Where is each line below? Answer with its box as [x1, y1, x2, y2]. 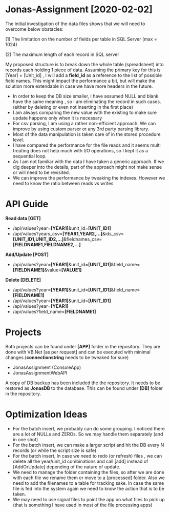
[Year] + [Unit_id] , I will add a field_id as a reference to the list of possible [5, 72, 162, 78]
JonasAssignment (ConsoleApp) [12, 364, 81, 370]
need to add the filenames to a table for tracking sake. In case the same [12, 480, 164, 486]
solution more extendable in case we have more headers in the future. [5, 83, 153, 89]
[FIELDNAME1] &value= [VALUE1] [12, 267, 82, 273]
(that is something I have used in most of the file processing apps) [12, 502, 153, 508]
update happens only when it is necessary [12, 114, 102, 121]
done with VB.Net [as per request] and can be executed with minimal [5, 349, 151, 355]
